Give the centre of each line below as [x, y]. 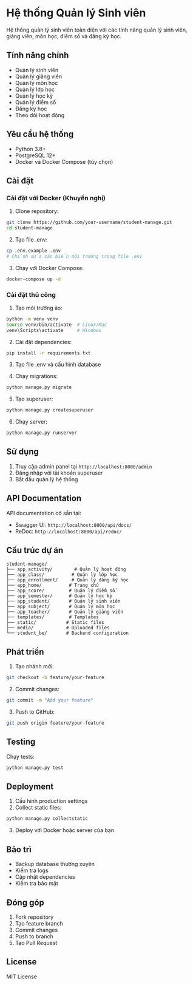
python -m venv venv [32, 319]
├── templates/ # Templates [52, 617]
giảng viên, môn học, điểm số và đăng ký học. [64, 36]
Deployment [30, 787]
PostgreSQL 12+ [35, 155]
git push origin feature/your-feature [55, 723]
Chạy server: [31, 422]
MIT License [22, 977]
